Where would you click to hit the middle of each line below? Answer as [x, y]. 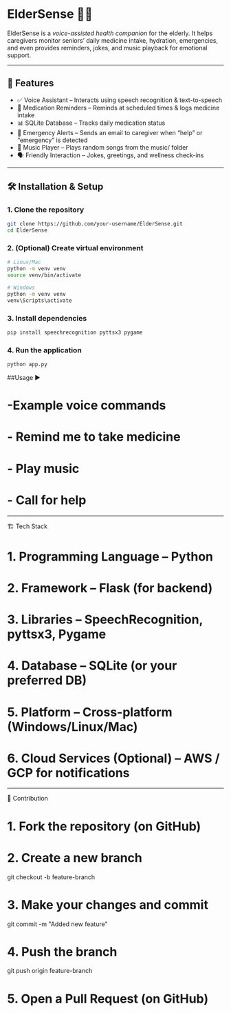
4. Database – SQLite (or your [92, 666]
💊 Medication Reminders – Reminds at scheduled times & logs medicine [118, 108]
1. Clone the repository [46, 210]
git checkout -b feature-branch [51, 877]
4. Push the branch [62, 952]
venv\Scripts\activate [40, 300]
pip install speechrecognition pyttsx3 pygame [75, 333]
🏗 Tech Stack [27, 526]
